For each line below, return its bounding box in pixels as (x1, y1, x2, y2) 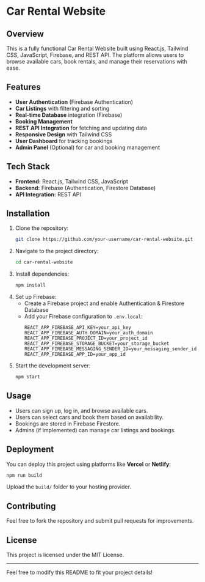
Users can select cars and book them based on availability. (15, 413, 164, 421)
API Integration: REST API (15, 191, 81, 198)
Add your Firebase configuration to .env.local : (24, 313, 143, 320)
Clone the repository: (15, 224, 69, 232)
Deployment (6, 444, 54, 455)
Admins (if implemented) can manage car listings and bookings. (15, 426, 176, 433)
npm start (15, 374, 41, 380)
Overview (6, 29, 45, 39)
